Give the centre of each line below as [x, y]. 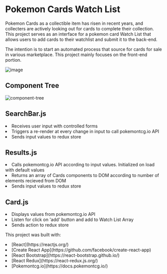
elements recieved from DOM [36, 181]
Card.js [17, 202]
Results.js [21, 152]
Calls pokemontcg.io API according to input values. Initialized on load [83, 165]
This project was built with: [33, 235]
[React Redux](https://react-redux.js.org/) [55, 261]
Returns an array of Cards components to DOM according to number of [86, 175]
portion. [13, 60]
